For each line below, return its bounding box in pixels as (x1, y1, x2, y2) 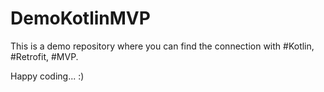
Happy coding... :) (10, 70, 85, 82)
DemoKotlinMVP (10, 7, 151, 30)
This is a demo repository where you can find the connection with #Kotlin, (10, 40, 315, 52)
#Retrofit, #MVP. (10, 50, 79, 62)
